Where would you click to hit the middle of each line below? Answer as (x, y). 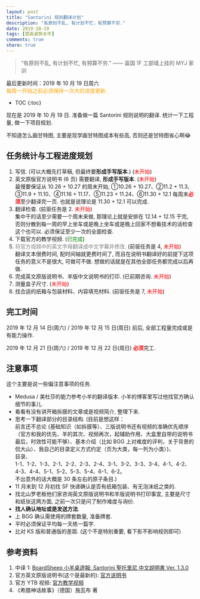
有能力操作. (20, 335)
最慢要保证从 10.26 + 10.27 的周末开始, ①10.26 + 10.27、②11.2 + (96, 186)
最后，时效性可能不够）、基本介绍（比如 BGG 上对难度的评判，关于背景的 (104, 441)
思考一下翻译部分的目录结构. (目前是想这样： (70, 419)
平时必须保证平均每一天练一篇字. (55, 524)
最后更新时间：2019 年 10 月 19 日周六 (53, 83)
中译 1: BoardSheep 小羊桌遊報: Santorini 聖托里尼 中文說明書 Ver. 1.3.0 (102, 568)
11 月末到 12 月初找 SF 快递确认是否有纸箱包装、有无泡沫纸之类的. (95, 486)
